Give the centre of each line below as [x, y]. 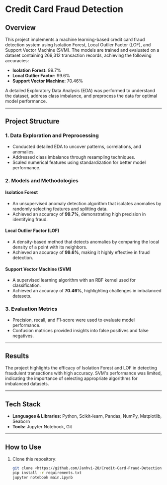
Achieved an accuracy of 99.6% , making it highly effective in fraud [81, 252]
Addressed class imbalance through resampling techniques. [74, 157]
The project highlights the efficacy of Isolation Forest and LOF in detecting [81, 368]
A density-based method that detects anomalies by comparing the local [85, 242]
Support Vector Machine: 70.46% [48, 81]
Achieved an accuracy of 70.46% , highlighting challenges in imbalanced [87, 291]
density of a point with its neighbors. [50, 247]
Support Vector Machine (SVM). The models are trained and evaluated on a [82, 50]
